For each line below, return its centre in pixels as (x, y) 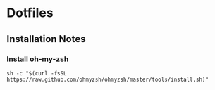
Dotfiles (30, 13)
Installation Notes (46, 39)
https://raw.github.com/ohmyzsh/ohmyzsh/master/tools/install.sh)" (108, 79)
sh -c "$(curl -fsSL (37, 73)
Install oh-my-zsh (38, 59)
